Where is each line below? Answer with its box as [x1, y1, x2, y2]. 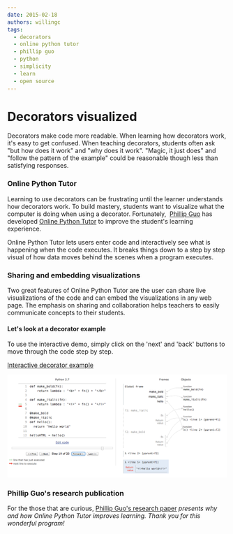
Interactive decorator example [7, 361, 94, 370]
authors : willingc [7, 18, 61, 26]
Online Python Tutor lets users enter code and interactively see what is [7, 238, 211, 246]
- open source [13, 78, 54, 85]
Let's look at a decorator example [7, 324, 106, 333]
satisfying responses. [7, 161, 69, 170]
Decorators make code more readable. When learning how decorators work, [7, 131, 227, 140]
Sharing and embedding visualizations [7, 270, 141, 280]
